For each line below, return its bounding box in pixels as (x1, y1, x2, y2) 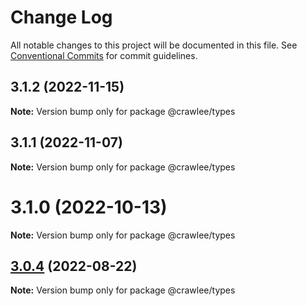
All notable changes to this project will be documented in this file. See (10, 39, 298, 51)
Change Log (10, 6, 113, 29)
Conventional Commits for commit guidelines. (10, 49, 198, 61)
